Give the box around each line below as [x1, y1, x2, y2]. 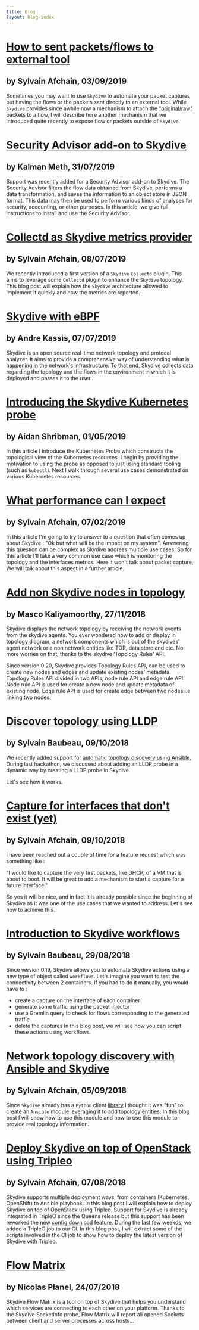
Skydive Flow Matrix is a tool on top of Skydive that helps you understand [6, 1298, 186, 1305]
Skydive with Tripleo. [6, 1238, 58, 1245]
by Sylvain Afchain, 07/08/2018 [6, 1177, 127, 1188]
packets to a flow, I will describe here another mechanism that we [6, 111, 167, 118]
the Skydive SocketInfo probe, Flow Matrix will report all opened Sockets [6, 1310, 184, 1317]
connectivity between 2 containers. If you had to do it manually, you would [6, 978, 189, 986]
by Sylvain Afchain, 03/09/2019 [6, 76, 127, 86]
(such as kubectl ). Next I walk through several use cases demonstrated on [6, 466, 189, 474]
